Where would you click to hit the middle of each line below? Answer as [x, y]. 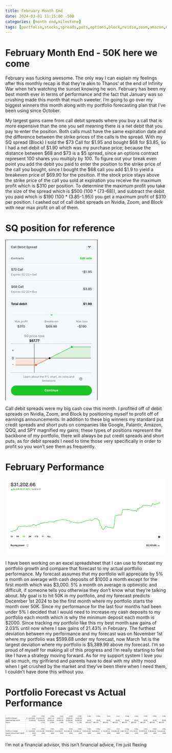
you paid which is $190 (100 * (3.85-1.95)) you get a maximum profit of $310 [86, 197]
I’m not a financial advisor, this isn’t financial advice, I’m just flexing [76, 745]
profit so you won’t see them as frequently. [51, 447]
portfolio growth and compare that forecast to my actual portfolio [74, 568]
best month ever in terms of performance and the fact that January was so [84, 94]
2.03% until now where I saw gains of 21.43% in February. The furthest [80, 628]
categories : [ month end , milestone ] [43, 21]
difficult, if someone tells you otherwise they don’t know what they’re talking [86, 590]
